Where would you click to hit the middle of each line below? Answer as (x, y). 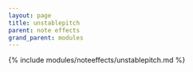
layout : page (30, 15)
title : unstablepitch (44, 23)
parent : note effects (44, 30)
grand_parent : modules (46, 38)
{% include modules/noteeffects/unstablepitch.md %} (97, 60)
